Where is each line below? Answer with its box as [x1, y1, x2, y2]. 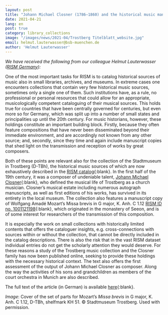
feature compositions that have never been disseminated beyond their [5, 126, 150, 133]
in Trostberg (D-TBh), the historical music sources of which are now [5, 163, 145, 169]
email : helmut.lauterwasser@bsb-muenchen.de [5, 40, 99, 45]
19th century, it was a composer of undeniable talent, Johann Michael [5, 174, 149, 180]
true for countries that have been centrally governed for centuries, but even [5, 105, 161, 111]
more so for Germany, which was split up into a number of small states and [5, 111, 159, 117]
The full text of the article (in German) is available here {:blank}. [5, 284, 135, 290]
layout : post [5, 7, 32, 13]
